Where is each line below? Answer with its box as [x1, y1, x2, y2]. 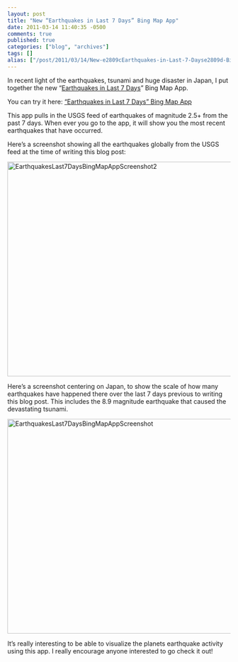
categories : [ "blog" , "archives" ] [7, 43, 110, 50]
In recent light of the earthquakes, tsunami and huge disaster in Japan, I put [7, 76, 229, 84]
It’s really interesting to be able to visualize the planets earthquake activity [7, 639, 223, 648]
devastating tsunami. [7, 404, 69, 413]
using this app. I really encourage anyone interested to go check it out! [7, 646, 214, 655]
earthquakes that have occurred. [7, 126, 103, 135]
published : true [7, 37, 55, 44]
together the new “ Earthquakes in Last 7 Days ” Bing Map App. [7, 83, 189, 92]
